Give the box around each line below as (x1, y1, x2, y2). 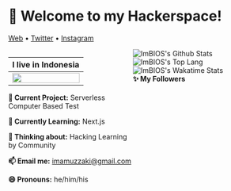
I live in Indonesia (12, 59, 80, 70)
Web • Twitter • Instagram (8, 33, 94, 43)
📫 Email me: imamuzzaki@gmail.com (8, 156, 132, 166)
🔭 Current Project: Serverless (8, 93, 105, 102)
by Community (8, 140, 56, 150)
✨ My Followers (133, 74, 186, 83)
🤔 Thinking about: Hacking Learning (8, 132, 128, 141)
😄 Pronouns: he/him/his (8, 174, 89, 184)
